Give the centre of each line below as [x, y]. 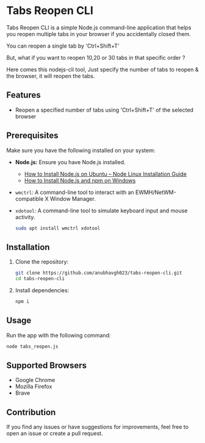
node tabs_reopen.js [33, 346]
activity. [25, 217]
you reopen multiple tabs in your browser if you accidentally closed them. [99, 34]
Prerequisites [32, 136]
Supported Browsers [47, 365]
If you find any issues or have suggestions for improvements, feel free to [98, 427]
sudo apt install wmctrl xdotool [58, 228]
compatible [29, 198]
